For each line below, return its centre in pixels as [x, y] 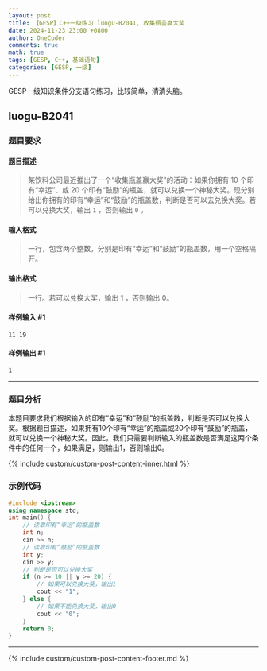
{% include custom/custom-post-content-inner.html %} [99, 464]
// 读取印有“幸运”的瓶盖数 [61, 526]
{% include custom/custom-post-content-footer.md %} [99, 659]
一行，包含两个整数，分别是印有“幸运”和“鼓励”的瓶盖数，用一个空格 [138, 249]
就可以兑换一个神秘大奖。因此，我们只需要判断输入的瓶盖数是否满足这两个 [130, 438]
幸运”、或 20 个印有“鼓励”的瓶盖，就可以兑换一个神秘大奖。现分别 [146, 190]
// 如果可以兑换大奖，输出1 [77, 584]
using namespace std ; [44, 510]
